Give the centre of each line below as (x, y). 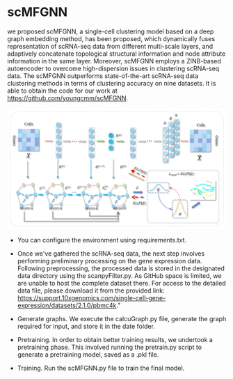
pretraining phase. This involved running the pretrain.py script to (110, 347)
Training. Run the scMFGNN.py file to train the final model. (101, 368)
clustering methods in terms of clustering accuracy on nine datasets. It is (112, 83)
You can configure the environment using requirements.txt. (102, 240)
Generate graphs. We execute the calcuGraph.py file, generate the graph (122, 318)
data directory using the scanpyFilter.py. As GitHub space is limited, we (119, 275)
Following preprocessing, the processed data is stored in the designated (121, 268)
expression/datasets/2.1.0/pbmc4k (67, 305)
